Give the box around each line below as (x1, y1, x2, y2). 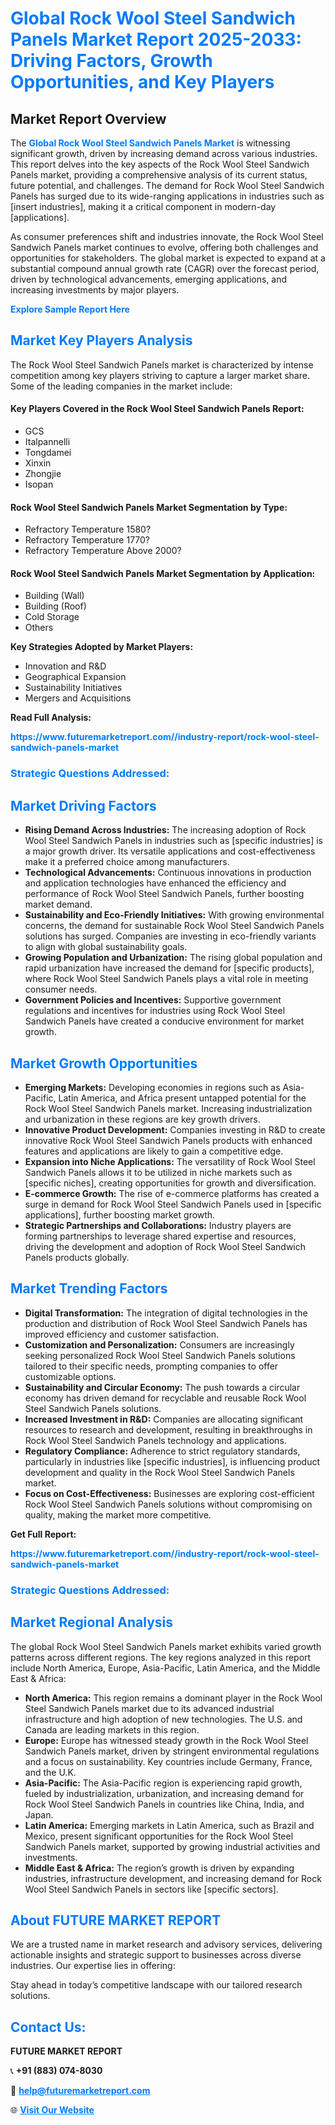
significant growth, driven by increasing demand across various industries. (10, 148, 318, 159)
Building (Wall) (24, 590, 85, 602)
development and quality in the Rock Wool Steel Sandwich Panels (24, 1466, 295, 1478)
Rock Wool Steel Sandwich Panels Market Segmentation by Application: (10, 567, 316, 579)
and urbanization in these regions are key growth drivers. (24, 1113, 261, 1125)
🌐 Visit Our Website (10, 2104, 95, 2116)
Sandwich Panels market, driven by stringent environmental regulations (24, 1745, 320, 1757)
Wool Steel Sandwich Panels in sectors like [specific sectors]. (24, 1883, 279, 1895)
